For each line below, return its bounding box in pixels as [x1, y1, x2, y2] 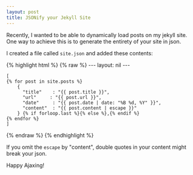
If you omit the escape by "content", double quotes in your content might [6, 143, 187, 151]
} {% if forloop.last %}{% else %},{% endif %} [17, 110, 140, 116]
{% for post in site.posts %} [6, 78, 83, 84]
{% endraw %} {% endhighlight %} [6, 131, 94, 139]
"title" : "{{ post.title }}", [22, 89, 110, 95]
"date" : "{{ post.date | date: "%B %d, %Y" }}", [22, 100, 162, 106]
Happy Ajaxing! [6, 162, 44, 169]
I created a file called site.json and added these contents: [6, 49, 153, 57]
